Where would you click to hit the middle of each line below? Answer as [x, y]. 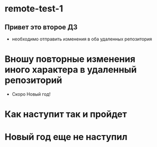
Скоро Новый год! [31, 94]
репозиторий [33, 80]
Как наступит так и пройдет [66, 114]
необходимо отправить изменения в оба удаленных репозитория [82, 39]
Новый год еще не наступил [66, 137]
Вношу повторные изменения [70, 59]
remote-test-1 [34, 9]
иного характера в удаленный [71, 70]
